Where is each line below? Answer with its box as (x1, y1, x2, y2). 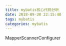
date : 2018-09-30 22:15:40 (5, 12, 61, 17)
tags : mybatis (5, 16, 35, 21)
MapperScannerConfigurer (5, 35, 61, 41)
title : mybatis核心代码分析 (5, 7, 59, 12)
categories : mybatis (5, 21, 48, 26)
